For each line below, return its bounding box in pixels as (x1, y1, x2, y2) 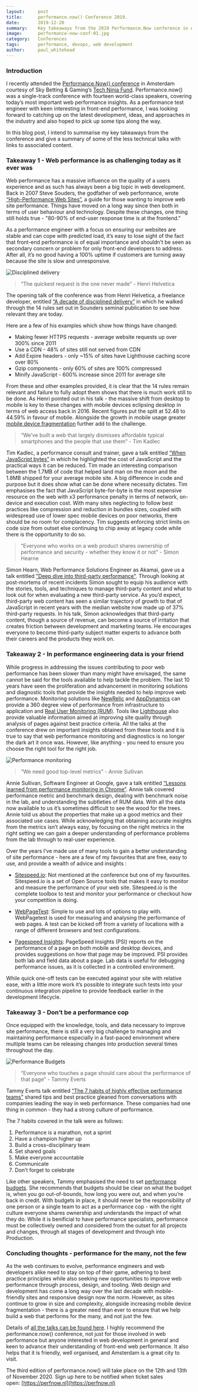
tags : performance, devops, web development (6, 42, 133, 48)
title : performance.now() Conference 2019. (6, 14, 128, 20)
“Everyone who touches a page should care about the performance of (20, 1069, 191, 1076)
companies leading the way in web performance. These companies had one (6, 1099, 191, 1107)
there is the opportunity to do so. (6, 531, 86, 538)
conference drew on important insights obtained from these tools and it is (6, 726, 184, 733)
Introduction (6, 66, 42, 74)
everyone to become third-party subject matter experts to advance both (6, 629, 181, 636)
